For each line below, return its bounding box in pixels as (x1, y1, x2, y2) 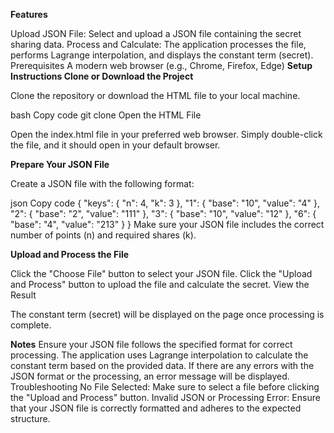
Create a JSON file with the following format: (10, 178, 195, 189)
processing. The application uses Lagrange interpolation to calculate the (10, 349, 309, 361)
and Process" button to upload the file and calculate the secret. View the (10, 279, 310, 290)
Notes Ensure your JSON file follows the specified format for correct (10, 339, 293, 350)
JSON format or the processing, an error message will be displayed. (10, 370, 290, 382)
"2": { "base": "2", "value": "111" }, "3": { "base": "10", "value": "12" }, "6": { (10, 208, 317, 219)
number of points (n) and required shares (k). (10, 229, 197, 241)
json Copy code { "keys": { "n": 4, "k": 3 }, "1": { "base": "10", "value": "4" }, (10, 197, 320, 209)
